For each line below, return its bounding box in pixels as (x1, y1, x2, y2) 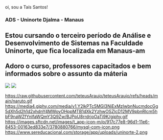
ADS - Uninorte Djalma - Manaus (5, 16, 84, 23)
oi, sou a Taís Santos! (5, 4, 48, 10)
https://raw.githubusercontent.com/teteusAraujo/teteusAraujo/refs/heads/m (5, 93, 158, 98)
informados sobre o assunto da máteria (5, 70, 128, 78)
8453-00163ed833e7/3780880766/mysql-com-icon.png (5, 124, 120, 130)
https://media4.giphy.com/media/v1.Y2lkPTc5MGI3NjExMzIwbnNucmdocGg (5, 103, 158, 109)
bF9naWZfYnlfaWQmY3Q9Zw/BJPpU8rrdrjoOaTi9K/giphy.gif (5, 114, 128, 119)
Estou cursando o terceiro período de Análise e (5, 31, 151, 40)
